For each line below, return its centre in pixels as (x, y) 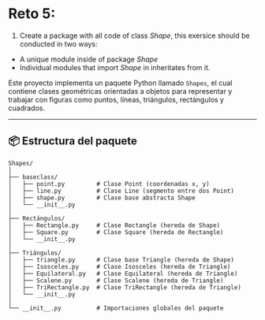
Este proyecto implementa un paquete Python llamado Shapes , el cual (120, 83)
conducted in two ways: (58, 43)
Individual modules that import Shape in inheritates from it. (115, 67)
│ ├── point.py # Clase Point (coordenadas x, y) (109, 184)
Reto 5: (32, 14)
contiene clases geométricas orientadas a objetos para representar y (120, 91)
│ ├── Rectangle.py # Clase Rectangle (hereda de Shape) (114, 225)
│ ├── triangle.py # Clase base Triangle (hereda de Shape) (121, 260)
